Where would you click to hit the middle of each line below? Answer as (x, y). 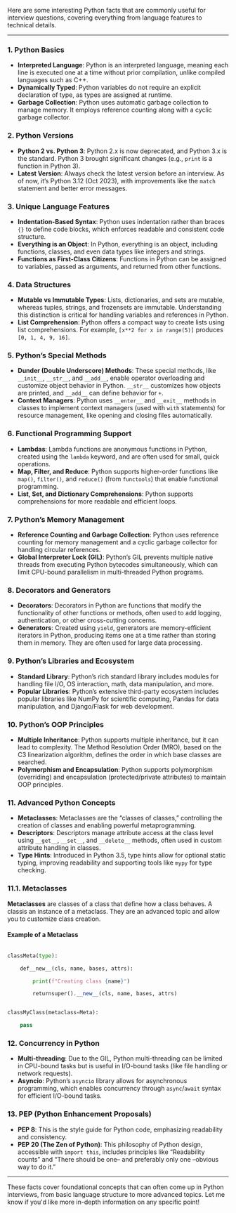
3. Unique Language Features (59, 206)
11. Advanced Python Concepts (61, 802)
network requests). (45, 1073)
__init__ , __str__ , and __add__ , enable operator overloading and (111, 378)
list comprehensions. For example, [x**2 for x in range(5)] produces (120, 330)
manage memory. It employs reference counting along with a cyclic (115, 110)
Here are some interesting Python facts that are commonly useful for (106, 10)
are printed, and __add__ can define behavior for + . (90, 393)
